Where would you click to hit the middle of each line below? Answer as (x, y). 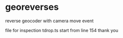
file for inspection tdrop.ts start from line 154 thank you (62, 30)
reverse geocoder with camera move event (49, 21)
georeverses (32, 7)
